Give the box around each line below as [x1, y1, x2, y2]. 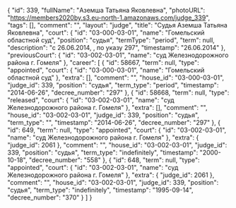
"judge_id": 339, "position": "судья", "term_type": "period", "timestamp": [7, 81, 219, 89]
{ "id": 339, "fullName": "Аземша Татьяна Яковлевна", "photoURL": [7, 6, 206, 14]
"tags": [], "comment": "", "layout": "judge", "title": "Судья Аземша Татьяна [7, 21, 228, 29]
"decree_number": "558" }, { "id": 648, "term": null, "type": [28, 156, 200, 164]
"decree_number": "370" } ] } [7, 193, 93, 202]
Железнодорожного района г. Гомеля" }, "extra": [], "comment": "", [7, 104, 208, 111]
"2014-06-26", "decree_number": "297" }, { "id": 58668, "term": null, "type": [7, 88, 230, 97]
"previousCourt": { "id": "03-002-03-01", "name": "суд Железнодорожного [7, 51, 229, 59]
